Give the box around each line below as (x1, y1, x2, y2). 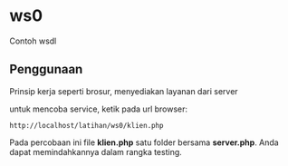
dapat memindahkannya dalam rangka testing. (9, 146, 183, 157)
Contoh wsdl (9, 35, 57, 46)
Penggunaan (9, 62, 83, 77)
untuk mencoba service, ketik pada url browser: (9, 103, 188, 114)
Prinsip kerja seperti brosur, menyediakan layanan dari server (9, 85, 238, 96)
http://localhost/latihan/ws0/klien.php (9, 121, 165, 130)
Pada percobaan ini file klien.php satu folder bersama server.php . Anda (9, 137, 279, 148)
